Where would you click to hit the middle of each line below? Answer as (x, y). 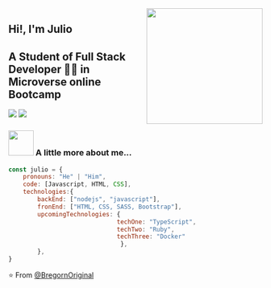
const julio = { (35, 169)
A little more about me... (83, 153)
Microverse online (55, 82)
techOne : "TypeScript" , (156, 222)
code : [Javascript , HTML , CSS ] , (77, 184)
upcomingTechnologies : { (79, 214)
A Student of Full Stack (67, 57)
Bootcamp (35, 95)
